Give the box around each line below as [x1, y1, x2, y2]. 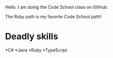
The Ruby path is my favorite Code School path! [5, 14, 102, 19]
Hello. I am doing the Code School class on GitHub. [5, 4, 109, 10]
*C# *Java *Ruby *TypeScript [5, 47, 68, 53]
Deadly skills [5, 31, 58, 42]
